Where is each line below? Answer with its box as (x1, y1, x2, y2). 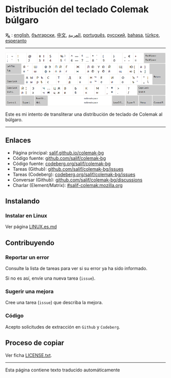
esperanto (5, 37, 27, 44)
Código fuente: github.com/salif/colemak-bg (12, 155, 106, 161)
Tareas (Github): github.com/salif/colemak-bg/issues (12, 166, 124, 172)
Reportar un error (5, 254, 49, 261)
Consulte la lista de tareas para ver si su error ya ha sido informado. (5, 265, 148, 272)
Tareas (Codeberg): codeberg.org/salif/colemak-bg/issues (12, 171, 136, 177)
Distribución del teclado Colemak (5, 4, 149, 15)
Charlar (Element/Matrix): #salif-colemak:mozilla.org (12, 182, 123, 188)
